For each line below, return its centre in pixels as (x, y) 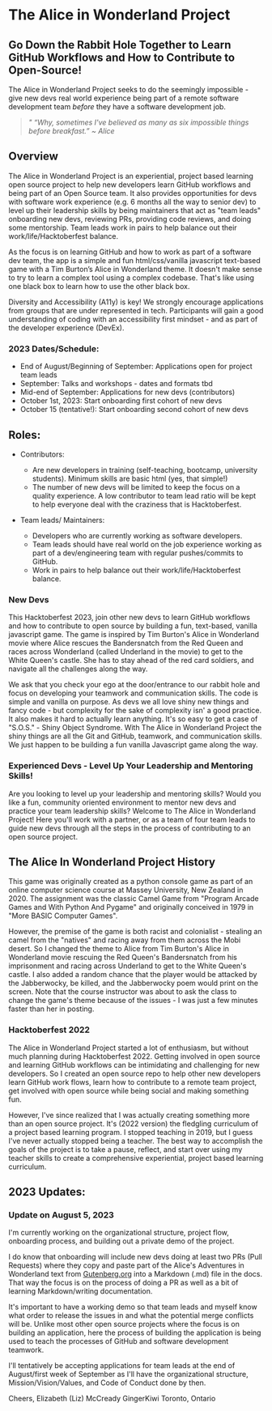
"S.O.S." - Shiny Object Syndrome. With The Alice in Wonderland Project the (135, 728)
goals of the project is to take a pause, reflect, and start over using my (125, 1149)
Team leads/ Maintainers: (62, 520)
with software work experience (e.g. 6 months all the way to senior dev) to (132, 202)
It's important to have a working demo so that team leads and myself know (133, 1307)
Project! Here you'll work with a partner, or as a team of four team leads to (132, 819)
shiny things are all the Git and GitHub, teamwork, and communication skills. (135, 736)
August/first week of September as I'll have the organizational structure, (128, 1375)
